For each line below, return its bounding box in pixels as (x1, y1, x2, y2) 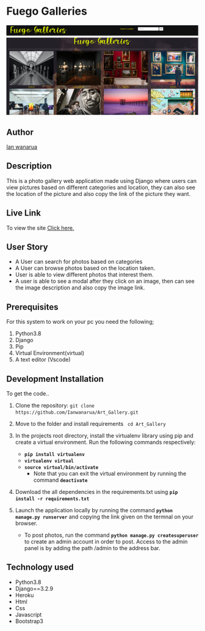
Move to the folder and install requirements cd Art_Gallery (15, 420, 166, 428)
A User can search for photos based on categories (15, 258, 143, 266)
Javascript (15, 611, 42, 618)
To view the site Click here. (6, 224, 74, 231)
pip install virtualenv (24, 452, 85, 458)
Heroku (15, 591, 34, 599)
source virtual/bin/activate (24, 465, 99, 471)
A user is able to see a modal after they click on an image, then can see (15, 277, 195, 285)
